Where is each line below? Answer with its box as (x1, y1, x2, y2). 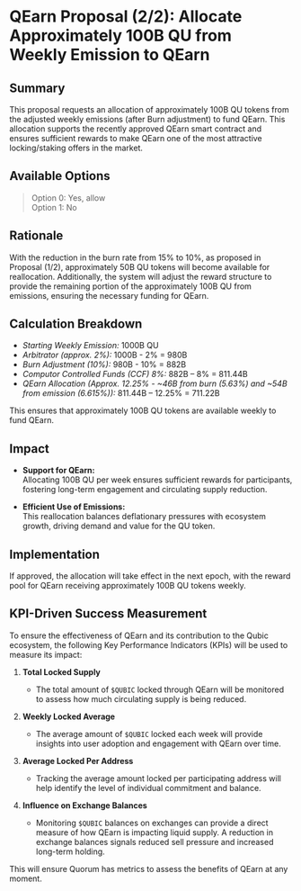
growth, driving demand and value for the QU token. (22, 520, 216, 532)
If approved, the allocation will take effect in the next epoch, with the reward (9, 571, 291, 581)
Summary (9, 80, 66, 95)
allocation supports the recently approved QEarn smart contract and (9, 123, 262, 134)
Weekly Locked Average (22, 711, 115, 722)
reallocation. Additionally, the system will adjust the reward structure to (9, 271, 272, 282)
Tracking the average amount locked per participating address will (35, 772, 281, 784)
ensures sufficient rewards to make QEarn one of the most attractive (9, 133, 262, 143)
